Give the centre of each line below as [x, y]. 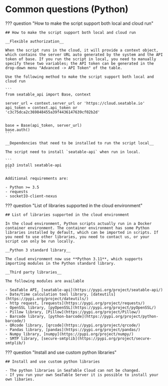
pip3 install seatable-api [33, 165]
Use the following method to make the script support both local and [80, 77]
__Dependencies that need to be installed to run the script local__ [80, 143]
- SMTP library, [22, 339]
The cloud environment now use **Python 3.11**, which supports [74, 259]
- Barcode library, [26, 316]
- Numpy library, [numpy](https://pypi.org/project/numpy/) [70, 334]
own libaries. [20, 379]
